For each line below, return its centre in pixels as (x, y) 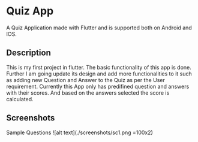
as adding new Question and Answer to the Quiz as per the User (85, 80)
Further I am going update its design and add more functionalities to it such (99, 74)
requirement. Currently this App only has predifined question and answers (98, 86)
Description (28, 53)
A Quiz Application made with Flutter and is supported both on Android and (99, 28)
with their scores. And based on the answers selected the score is (88, 93)
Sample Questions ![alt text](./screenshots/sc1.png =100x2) (79, 132)
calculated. (20, 99)
